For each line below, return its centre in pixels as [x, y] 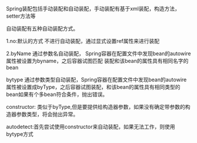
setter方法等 [21, 16]
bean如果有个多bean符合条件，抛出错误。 [57, 94]
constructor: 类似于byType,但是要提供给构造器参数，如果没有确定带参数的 [96, 107]
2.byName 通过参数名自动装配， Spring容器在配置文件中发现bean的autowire [98, 54]
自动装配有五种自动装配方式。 [42, 29]
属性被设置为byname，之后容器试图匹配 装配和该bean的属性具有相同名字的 [97, 61]
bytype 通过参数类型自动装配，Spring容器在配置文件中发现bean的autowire [96, 79]
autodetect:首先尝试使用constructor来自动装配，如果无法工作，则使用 [91, 127]
